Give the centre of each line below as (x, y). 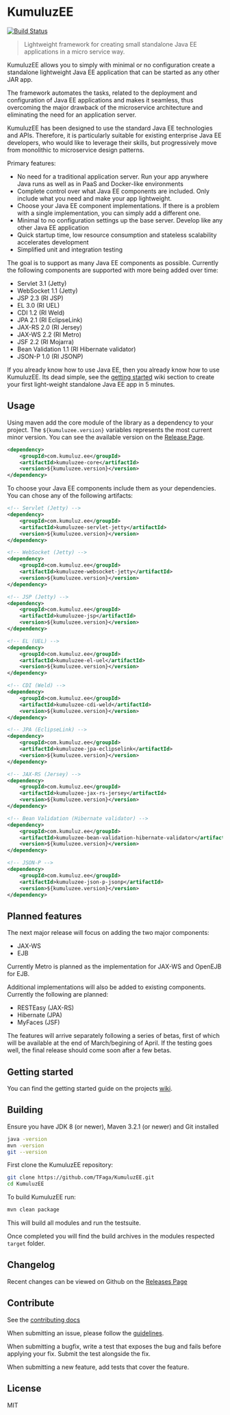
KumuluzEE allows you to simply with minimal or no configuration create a (111, 65)
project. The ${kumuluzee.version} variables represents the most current (110, 429)
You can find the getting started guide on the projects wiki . (90, 1088)
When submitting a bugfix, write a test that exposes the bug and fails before (114, 1346)
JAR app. (20, 79)
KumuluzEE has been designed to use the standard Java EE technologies (110, 128)
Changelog (31, 1265)
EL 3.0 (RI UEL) (38, 305)
